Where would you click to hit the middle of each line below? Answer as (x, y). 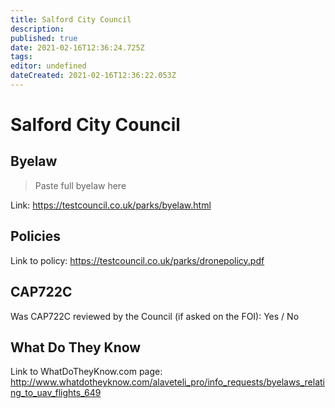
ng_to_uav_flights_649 (56, 393)
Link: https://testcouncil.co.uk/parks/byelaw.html (111, 205)
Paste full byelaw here (80, 185)
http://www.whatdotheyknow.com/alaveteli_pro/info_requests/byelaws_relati (168, 382)
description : (37, 29)
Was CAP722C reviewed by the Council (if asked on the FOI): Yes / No (155, 316)
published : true (44, 38)
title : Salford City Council (71, 19)
